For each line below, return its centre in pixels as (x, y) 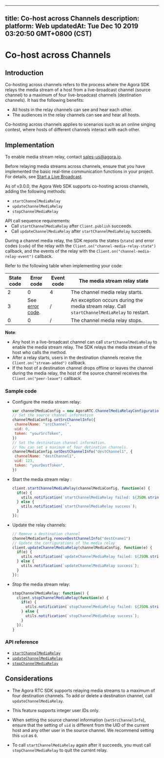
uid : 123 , (24, 461)
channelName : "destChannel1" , (45, 456)
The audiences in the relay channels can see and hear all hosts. (76, 115)
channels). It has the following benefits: (45, 100)
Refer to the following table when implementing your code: (64, 266)
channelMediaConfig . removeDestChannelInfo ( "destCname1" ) (71, 538)
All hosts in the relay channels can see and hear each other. (72, 110)
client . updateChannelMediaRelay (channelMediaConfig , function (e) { (82, 547)
